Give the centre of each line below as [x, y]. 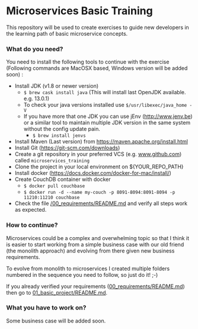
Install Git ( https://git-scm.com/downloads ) [67, 148]
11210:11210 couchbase [52, 198]
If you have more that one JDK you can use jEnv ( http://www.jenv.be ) [108, 116]
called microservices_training [52, 161]
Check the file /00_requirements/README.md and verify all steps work [101, 203]
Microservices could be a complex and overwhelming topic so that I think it [98, 238]
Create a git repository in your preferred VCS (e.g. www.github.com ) [98, 154]
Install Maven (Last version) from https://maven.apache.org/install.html [101, 142]
